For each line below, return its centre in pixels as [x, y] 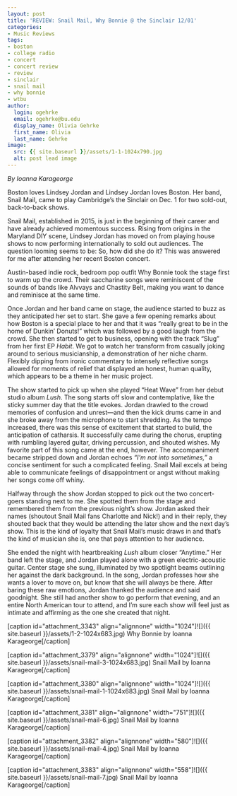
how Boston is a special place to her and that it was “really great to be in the [118, 323]
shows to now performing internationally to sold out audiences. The [105, 243]
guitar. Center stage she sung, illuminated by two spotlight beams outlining [116, 567]
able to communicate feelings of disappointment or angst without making [114, 472]
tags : [15, 40]
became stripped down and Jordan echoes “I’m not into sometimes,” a [110, 457]
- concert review [33, 66]
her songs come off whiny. [46, 480]
